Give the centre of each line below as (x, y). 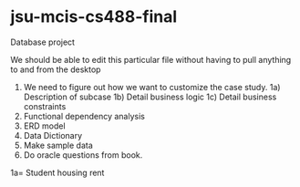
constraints (45, 106)
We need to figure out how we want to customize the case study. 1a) (152, 87)
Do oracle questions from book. (83, 155)
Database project (43, 42)
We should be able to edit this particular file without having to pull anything (151, 59)
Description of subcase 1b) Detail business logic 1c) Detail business (150, 97)
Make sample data (58, 145)
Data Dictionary (53, 135)
